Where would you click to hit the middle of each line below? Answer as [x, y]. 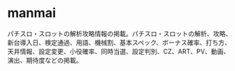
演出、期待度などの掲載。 [45, 60]
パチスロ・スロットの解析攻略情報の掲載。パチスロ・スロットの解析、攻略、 [120, 33]
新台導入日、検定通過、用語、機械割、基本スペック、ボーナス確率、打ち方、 [119, 42]
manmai [32, 13]
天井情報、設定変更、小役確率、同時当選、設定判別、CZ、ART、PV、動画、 [119, 51]
